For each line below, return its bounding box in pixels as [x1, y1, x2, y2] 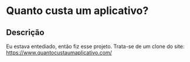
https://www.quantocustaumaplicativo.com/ [6, 49, 113, 56]
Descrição [6, 27, 45, 37]
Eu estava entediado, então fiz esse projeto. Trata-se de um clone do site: [6, 43, 185, 50]
